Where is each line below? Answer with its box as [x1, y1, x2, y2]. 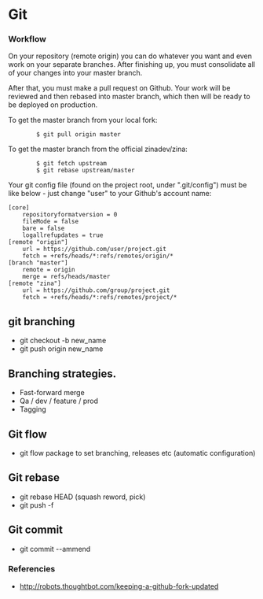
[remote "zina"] [8, 279, 61, 288]
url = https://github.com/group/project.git [22, 287, 170, 294]
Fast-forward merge [19, 388, 85, 397]
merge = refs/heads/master [22, 273, 111, 281]
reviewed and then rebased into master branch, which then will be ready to [8, 92, 250, 102]
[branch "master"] [8, 259, 68, 267]
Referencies [8, 564, 56, 575]
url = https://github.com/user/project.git [22, 246, 167, 253]
